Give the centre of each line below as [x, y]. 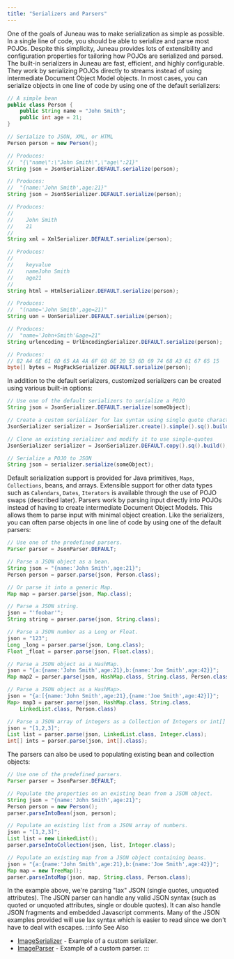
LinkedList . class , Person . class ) [68, 709]
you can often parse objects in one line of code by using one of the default [114, 522]
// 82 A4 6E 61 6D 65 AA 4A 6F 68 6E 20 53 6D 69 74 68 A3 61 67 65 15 [113, 361]
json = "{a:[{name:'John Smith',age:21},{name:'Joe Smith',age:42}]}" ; [113, 696]
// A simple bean [32, 98]
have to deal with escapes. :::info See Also [68, 928]
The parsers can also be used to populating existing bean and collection [111, 755]
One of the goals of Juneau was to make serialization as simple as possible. [116, 33]
